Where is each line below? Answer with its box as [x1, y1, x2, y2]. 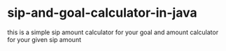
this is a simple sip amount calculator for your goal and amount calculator [7, 28, 219, 36]
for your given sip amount [7, 35, 82, 43]
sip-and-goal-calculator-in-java [7, 5, 197, 21]
